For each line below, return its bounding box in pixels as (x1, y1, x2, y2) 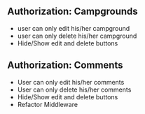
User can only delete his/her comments (17, 85, 132, 94)
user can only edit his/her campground (17, 24, 130, 32)
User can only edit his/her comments (17, 78, 125, 86)
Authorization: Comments (7, 59, 123, 71)
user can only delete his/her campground (17, 31, 137, 40)
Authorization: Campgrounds (7, 6, 138, 17)
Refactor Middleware (17, 100, 78, 108)
